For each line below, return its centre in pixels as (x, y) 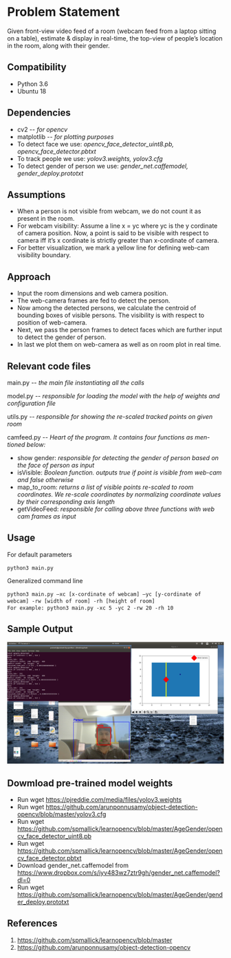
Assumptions (36, 194)
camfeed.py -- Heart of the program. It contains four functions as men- (109, 437)
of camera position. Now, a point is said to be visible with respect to (113, 233)
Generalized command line (45, 580)
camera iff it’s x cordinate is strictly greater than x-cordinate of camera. (118, 241)
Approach (29, 277)
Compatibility (37, 67)
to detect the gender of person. (62, 337)
